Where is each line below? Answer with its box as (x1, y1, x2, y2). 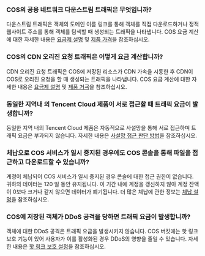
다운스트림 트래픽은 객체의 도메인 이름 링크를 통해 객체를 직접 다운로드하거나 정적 (6, 20, 199, 28)
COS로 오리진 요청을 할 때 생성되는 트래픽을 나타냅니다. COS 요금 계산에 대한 (6, 75, 191, 83)
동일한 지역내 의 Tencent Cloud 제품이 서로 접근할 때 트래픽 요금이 (6, 100, 192, 108)
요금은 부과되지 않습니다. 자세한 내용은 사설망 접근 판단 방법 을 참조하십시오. (17, 132, 198, 139)
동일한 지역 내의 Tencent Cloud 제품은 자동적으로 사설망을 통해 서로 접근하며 (6, 124, 190, 131)
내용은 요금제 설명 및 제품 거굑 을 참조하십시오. (17, 83, 127, 90)
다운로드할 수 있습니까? (25, 157, 90, 166)
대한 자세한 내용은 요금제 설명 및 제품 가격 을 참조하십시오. (12, 36, 150, 43)
